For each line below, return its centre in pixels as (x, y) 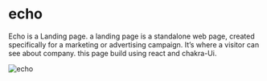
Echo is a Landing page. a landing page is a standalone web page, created (131, 36)
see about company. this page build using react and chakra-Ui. (113, 53)
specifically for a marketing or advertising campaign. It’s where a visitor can (134, 44)
